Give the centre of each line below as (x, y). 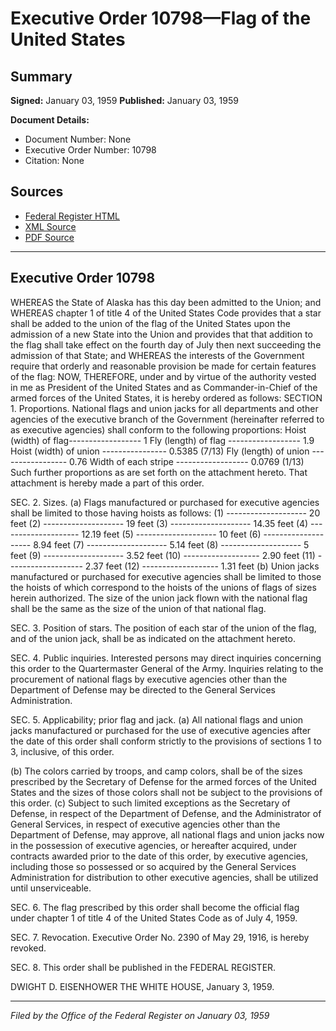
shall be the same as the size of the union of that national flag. (138, 608)
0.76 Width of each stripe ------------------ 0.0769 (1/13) (187, 461)
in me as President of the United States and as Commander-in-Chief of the (164, 387)
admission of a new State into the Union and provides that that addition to (161, 334)
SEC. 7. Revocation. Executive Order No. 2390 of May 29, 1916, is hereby (160, 937)
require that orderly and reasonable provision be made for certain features (163, 366)
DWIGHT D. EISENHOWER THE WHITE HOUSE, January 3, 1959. (142, 986)
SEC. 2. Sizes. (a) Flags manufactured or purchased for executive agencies (165, 502)
